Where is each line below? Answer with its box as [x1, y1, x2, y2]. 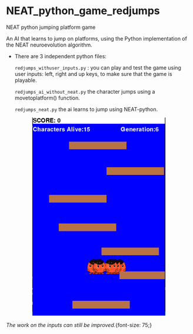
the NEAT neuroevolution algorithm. [6, 41, 92, 48]
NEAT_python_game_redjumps [6, 4, 160, 18]
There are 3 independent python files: [14, 52, 107, 59]
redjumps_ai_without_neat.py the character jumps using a [14, 88, 155, 95]
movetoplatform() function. [14, 94, 81, 101]
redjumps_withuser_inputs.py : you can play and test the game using [14, 64, 181, 71]
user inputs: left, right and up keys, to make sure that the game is [14, 70, 172, 77]
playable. [14, 77, 37, 84]
